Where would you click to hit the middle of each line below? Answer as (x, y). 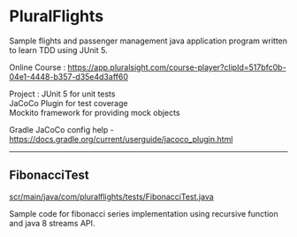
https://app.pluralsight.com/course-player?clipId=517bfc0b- (177, 67)
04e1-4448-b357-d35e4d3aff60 (69, 76)
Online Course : (38, 67)
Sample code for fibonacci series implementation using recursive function (144, 213)
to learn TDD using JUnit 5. (58, 50)
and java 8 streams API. (52, 223)
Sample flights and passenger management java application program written (148, 41)
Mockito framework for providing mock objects (95, 112)
